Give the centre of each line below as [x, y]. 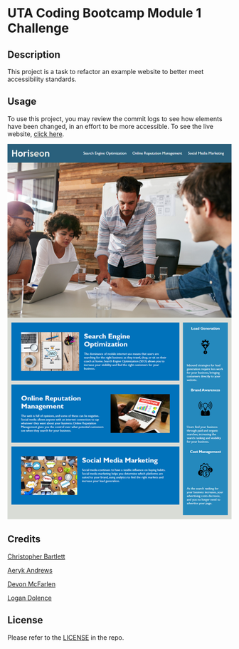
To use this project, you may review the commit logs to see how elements [115, 118]
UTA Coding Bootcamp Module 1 [105, 13]
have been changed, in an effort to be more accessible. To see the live [111, 126]
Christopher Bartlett [36, 556]
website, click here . [36, 134]
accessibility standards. [42, 79]
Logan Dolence [30, 598]
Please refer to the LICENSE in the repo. [66, 637]
